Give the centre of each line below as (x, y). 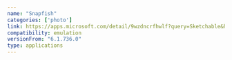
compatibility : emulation (44, 33)
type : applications (35, 46)
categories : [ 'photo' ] (40, 20)
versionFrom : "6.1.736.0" (44, 39)
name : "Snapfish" (32, 13)
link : (15, 26)
